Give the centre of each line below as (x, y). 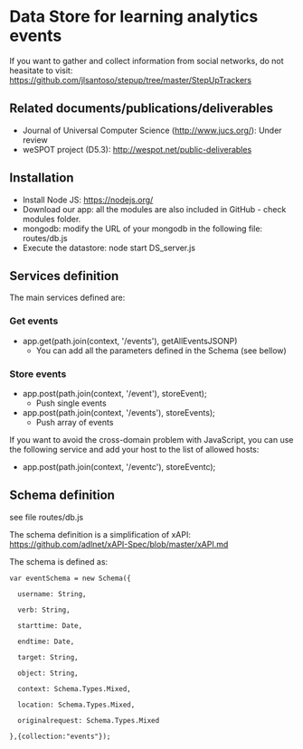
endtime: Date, (46, 641)
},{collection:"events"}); (60, 736)
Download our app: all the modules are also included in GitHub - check (154, 209)
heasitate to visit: (41, 70)
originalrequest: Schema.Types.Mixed (89, 720)
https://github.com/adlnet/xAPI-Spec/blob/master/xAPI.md (119, 544)
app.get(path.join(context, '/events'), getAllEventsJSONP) (130, 341)
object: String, (48, 673)
